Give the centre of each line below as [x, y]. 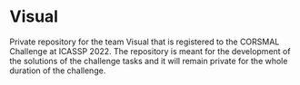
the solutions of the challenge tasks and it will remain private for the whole [149, 61]
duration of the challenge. [58, 71]
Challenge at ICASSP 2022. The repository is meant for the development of [150, 51]
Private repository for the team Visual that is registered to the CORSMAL [145, 42]
